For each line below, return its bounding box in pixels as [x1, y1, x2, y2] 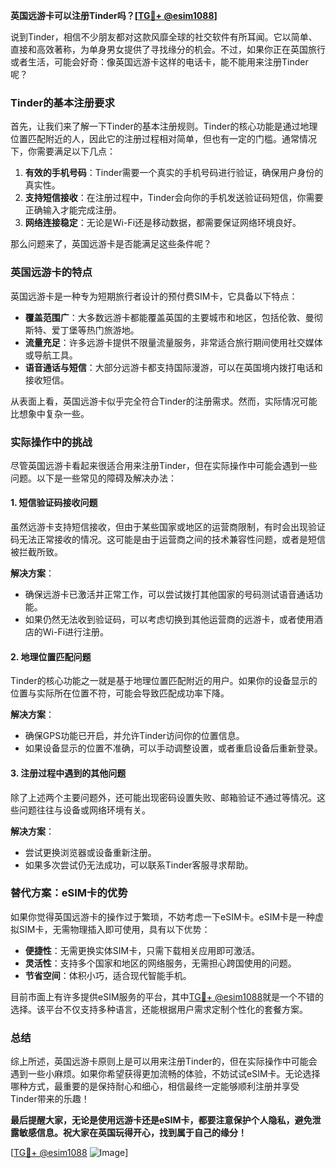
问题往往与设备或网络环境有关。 [18, 804, 151, 816]
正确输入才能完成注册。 [24, 204, 122, 216]
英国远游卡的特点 [10, 265, 93, 279]
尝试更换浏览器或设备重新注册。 [24, 846, 157, 858]
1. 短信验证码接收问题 [10, 497, 98, 509]
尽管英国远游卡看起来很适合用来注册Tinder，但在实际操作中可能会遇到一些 [10, 459, 318, 471]
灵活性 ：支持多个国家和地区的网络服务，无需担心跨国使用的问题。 [24, 957, 297, 969]
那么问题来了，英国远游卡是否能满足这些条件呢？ [10, 238, 212, 250]
